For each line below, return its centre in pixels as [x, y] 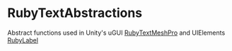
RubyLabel [23, 40]
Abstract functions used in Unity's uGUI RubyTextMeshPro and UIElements [116, 33]
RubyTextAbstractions [75, 13]
